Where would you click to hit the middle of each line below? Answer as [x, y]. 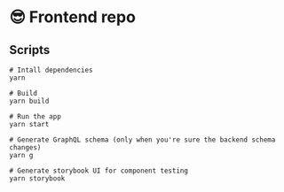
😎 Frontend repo [72, 17]
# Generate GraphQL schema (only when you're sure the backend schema [142, 140]
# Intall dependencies [51, 70]
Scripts [30, 50]
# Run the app [35, 117]
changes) [25, 148]
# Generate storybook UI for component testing [99, 171]
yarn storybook [37, 179]
